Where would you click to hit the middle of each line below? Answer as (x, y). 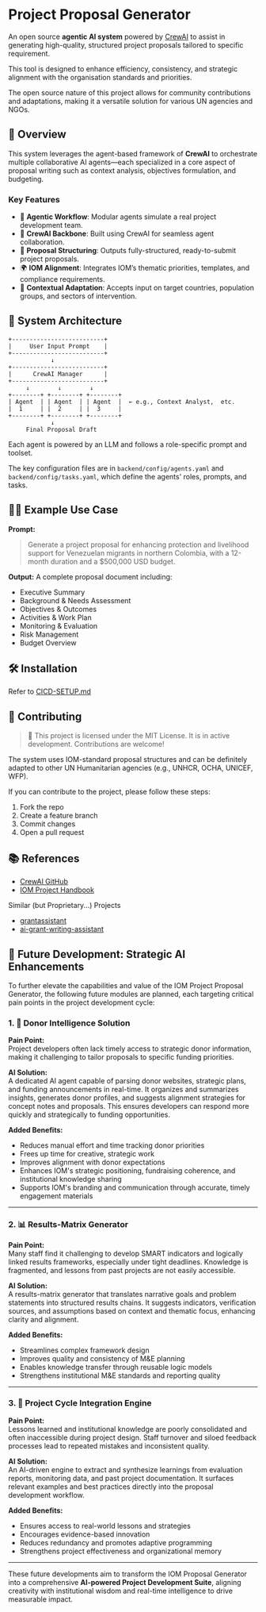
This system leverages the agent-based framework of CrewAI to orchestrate (133, 153)
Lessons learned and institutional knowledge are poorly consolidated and (128, 1429)
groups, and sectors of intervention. (78, 296)
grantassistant (43, 921)
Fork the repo (42, 807)
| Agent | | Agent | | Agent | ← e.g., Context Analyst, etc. (122, 402)
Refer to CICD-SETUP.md (49, 691)
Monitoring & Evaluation (59, 625)
